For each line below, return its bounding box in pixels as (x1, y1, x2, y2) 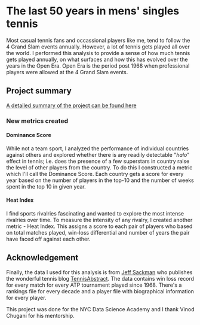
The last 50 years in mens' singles (6, 4, 180, 18)
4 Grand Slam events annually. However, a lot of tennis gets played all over (6, 43, 190, 50)
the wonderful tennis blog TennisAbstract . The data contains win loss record (6, 275, 195, 282)
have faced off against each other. (6, 235, 91, 243)
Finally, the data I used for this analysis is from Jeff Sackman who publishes (6, 268, 193, 276)
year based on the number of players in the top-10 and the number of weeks (6, 177, 194, 184)
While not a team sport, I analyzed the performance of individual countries (6, 145, 189, 152)
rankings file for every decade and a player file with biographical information (6, 287, 194, 294)
